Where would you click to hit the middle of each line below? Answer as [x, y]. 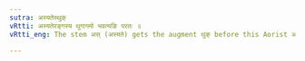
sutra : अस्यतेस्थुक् [38, 17]
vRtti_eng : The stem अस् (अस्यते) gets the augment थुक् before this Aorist [148, 34]
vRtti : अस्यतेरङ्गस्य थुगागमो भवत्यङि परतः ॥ [75, 26]
